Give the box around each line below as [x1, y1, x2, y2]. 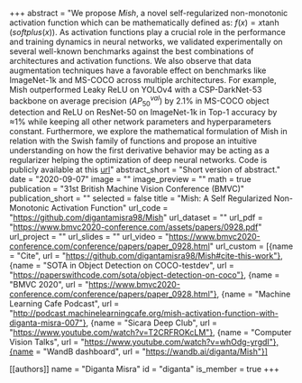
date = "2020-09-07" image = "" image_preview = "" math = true [9, 174, 252, 185]
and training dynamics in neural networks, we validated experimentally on [9, 36, 283, 47]
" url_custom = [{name [209, 241, 294, 251]
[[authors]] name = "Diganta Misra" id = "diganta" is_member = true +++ [9, 364, 279, 375]
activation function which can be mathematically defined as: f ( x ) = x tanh [9, 17, 279, 28]
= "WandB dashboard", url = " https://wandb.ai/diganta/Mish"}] [35, 346, 269, 357]
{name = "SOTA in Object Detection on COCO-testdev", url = [9, 260, 234, 271]
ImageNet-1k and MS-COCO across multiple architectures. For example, [9, 75, 277, 85]
